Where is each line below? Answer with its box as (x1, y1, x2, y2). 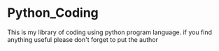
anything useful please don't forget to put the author (7, 35, 159, 43)
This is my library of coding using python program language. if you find (7, 28, 212, 36)
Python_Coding (7, 5, 99, 21)
